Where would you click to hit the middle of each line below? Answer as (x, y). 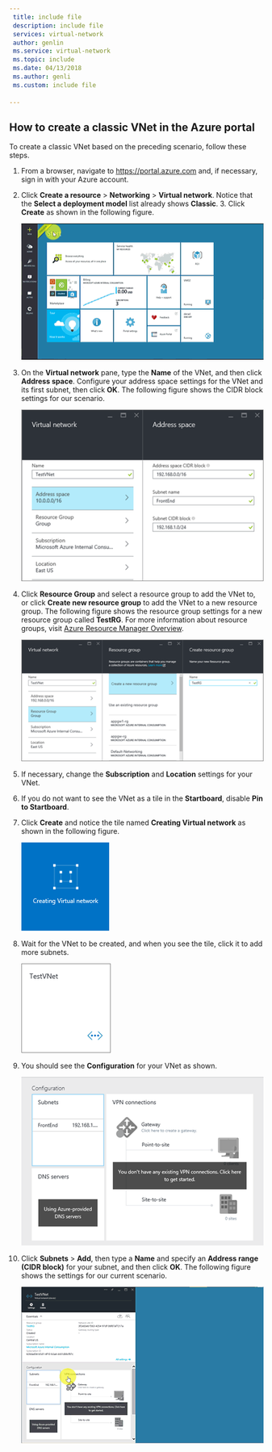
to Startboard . (45, 807)
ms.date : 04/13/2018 (47, 69)
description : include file (58, 25)
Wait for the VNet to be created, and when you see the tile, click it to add (142, 944)
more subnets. (45, 952)
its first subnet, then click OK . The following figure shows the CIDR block (142, 390)
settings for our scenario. (63, 399)
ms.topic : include (44, 60)
